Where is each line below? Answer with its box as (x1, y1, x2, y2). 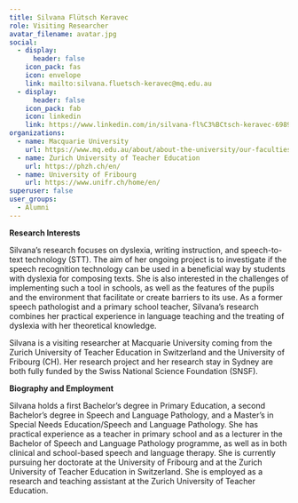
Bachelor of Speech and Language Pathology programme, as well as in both (9, 437, 287, 449)
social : (9, 37, 38, 47)
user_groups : (9, 195, 58, 204)
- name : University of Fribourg (17, 170, 137, 179)
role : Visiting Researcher (9, 21, 109, 30)
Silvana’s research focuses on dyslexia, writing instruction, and (9, 244, 239, 255)
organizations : (9, 129, 66, 138)
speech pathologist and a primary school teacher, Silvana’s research (9, 301, 259, 312)
